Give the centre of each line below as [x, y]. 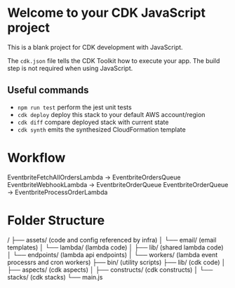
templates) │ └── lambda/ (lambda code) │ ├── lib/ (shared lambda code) [115, 247]
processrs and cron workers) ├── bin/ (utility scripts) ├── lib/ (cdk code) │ [116, 262]
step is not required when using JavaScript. [70, 68]
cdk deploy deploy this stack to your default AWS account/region [111, 114]
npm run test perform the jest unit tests [74, 107]
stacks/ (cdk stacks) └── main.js [55, 277]
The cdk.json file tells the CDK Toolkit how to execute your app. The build [114, 60]
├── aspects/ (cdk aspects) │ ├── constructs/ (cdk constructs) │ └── [110, 269]
